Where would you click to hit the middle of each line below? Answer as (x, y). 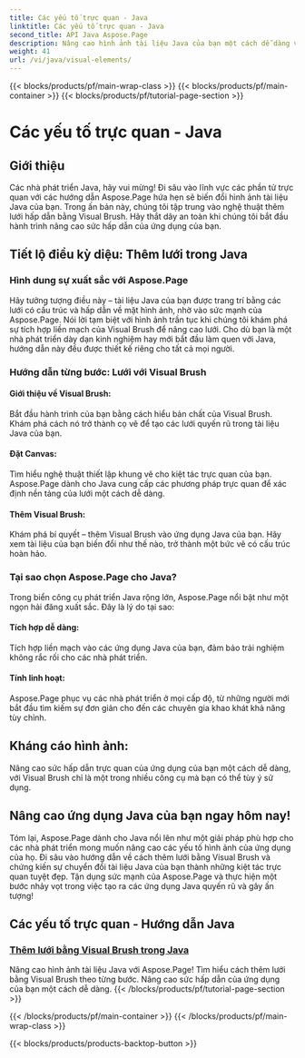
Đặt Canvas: (33, 454)
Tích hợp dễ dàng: (44, 628)
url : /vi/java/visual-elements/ (70, 60)
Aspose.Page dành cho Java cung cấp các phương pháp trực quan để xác (148, 484)
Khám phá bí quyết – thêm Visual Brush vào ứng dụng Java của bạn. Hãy (145, 534)
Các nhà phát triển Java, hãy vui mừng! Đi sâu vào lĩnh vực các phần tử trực (152, 188)
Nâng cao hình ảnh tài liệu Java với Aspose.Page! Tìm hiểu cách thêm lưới (148, 970)
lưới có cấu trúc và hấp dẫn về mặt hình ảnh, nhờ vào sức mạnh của (136, 310)
